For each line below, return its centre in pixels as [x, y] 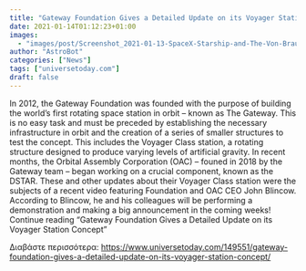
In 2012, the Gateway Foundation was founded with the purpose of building [150, 103]
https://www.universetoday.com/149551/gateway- [194, 246]
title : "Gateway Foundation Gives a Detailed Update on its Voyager [142, 18]
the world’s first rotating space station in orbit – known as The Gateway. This [153, 113]
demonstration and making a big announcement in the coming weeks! [140, 210]
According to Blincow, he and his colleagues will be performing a [131, 200]
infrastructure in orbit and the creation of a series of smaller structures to [147, 132]
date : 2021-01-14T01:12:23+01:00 [73, 26]
